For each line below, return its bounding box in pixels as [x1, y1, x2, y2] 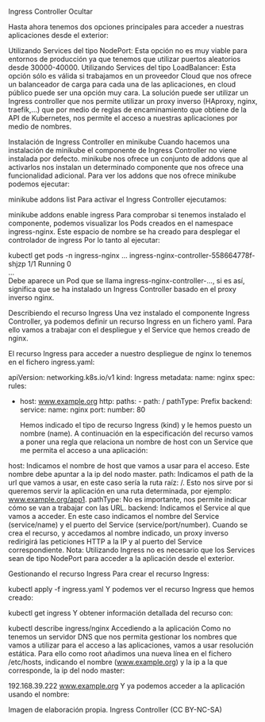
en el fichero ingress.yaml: [8, 357, 95, 367]
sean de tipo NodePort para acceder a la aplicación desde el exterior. [8, 554, 236, 563]
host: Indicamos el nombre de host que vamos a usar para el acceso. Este [8, 461, 250, 470]
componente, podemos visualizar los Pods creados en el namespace [8, 218, 234, 228]
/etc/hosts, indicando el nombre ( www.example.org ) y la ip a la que [8, 658, 228, 666]
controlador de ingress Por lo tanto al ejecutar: [8, 236, 160, 244]
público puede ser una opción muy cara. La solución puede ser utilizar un [8, 88, 248, 98]
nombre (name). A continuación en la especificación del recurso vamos [19, 428, 254, 438]
